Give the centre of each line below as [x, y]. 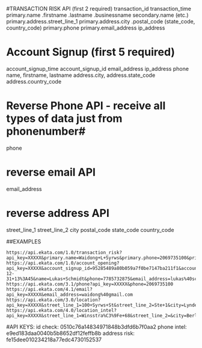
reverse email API [51, 172]
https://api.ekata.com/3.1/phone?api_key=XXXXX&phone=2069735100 [90, 284]
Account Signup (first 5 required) [91, 52]
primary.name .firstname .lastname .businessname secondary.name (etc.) [97, 15]
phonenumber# [46, 131]
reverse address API [58, 213]
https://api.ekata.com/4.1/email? [50, 289]
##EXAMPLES [24, 241]
